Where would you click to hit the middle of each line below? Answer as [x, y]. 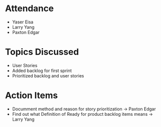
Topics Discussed [42, 52]
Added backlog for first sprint [42, 71]
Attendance [29, 9]
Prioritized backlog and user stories [48, 75]
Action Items [31, 96]
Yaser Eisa [23, 22]
